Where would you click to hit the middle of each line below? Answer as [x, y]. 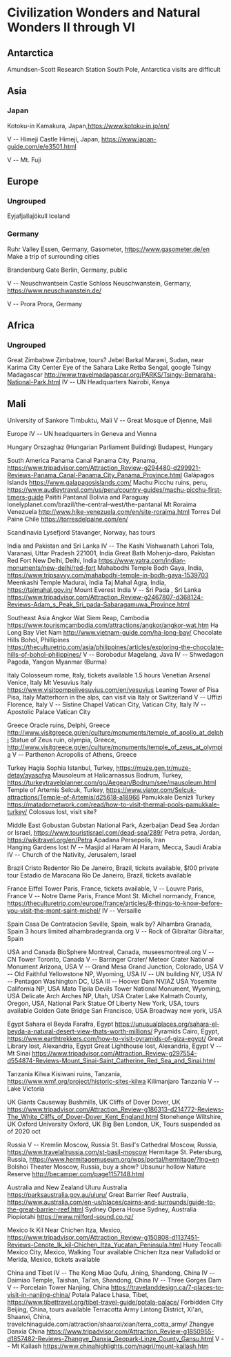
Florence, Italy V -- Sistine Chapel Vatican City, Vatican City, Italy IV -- [107, 704]
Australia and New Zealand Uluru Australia [67, 1187]
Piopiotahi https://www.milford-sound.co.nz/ [70, 1217]
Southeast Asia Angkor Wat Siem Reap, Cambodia [78, 618]
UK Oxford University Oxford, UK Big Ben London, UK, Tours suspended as [114, 1124]
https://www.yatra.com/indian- [142, 561]
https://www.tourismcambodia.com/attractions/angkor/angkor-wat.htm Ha [113, 625]
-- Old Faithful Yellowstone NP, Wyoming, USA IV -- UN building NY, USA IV [115, 974]
